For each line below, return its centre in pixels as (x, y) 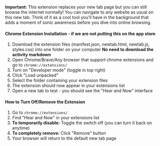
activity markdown (31, 55)
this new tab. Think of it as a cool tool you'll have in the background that (77, 17)
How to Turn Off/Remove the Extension (45, 102)
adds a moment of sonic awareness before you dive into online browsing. (78, 22)
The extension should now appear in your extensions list (68, 86)
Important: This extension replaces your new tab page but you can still (76, 7)
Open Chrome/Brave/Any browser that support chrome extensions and (83, 60)
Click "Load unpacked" (35, 75)
